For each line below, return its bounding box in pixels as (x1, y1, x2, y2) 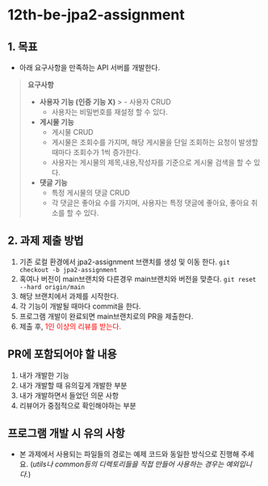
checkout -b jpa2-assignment (19, 266, 118, 274)
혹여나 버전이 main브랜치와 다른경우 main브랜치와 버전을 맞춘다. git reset (19, 274, 257, 283)
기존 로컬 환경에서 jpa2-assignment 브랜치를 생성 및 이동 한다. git (19, 257, 231, 266)
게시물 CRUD (51, 128, 94, 136)
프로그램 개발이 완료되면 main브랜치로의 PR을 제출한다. (19, 311, 194, 321)
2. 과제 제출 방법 (7, 234, 84, 248)
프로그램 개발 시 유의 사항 (7, 426, 126, 441)
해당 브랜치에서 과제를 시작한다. (19, 291, 119, 300)
